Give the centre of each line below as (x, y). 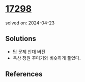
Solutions (21, 39)
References (24, 74)
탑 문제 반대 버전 (29, 52)
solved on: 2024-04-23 (30, 23)
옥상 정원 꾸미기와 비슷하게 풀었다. (47, 58)
